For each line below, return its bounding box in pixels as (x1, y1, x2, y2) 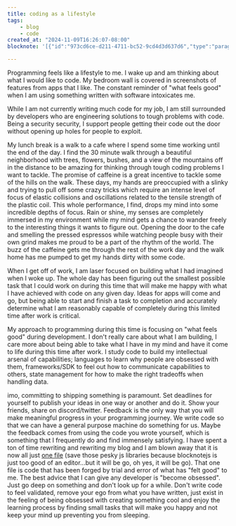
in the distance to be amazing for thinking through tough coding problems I (7, 163, 224, 171)
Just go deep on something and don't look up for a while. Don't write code (7, 481, 223, 489)
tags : (7, 17, 23, 24)
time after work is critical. (7, 311, 81, 320)
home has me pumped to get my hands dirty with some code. (7, 253, 185, 261)
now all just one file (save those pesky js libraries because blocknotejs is (7, 451, 218, 459)
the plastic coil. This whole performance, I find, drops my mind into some (7, 201, 219, 208)
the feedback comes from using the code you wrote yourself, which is (7, 429, 210, 437)
